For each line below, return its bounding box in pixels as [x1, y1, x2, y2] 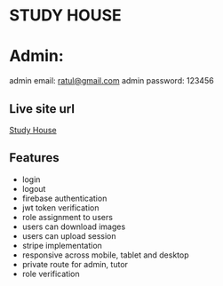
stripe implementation [21, 240, 102, 250]
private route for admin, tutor [21, 258, 129, 269]
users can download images [21, 221, 126, 232]
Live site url [9, 101, 76, 116]
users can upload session [21, 230, 116, 241]
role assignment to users [21, 211, 114, 222]
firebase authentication [21, 193, 108, 203]
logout [21, 183, 46, 194]
